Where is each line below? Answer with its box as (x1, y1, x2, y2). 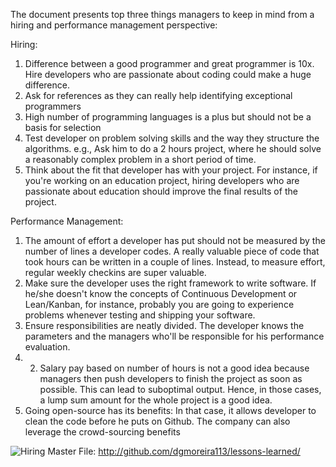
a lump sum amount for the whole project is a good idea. (39, 394, 273, 406)
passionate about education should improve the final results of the (24, 185, 298, 197)
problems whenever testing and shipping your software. (24, 309, 256, 321)
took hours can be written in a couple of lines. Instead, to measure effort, (24, 256, 326, 268)
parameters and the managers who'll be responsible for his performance (24, 330, 325, 342)
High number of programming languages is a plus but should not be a (24, 111, 312, 123)
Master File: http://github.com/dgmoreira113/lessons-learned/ (47, 445, 301, 457)
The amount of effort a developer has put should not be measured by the (24, 235, 326, 246)
